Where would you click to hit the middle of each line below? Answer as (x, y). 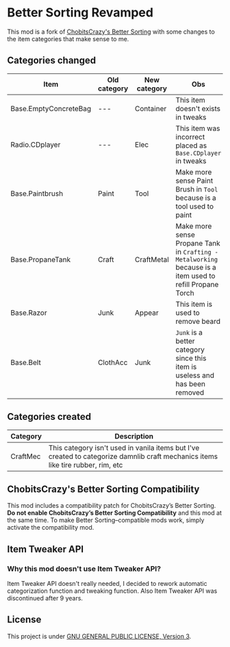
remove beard (198, 321)
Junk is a (189, 332)
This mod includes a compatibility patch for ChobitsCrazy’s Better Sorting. (112, 506)
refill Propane (197, 284)
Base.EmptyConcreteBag (51, 108)
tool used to (195, 206)
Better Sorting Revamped (80, 13)
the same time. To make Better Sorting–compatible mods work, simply (106, 520)
